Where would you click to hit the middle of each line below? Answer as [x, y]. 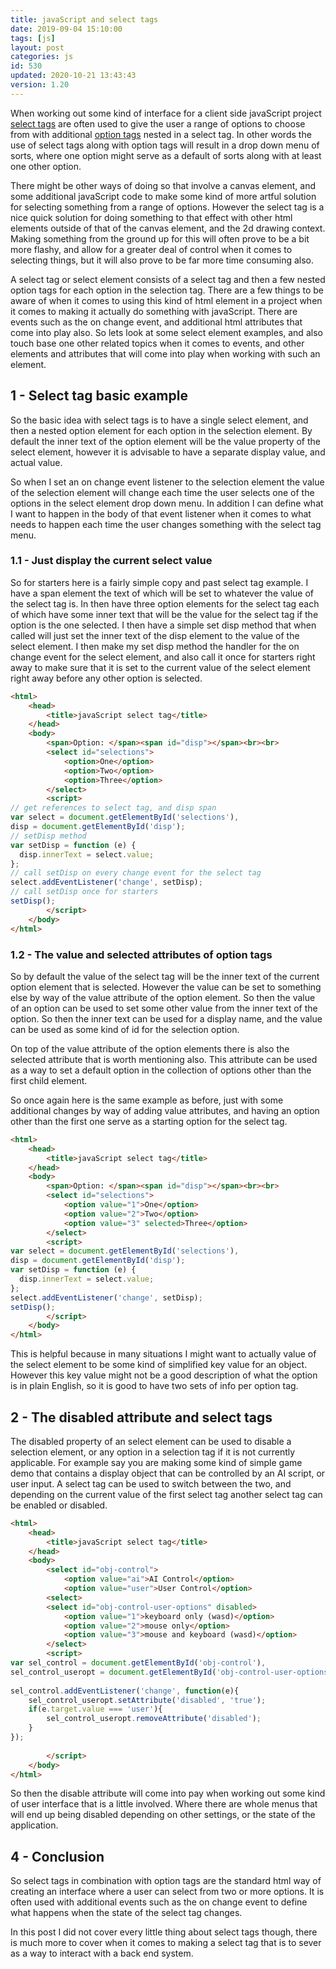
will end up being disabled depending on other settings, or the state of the [163, 1815]
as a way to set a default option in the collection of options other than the [161, 1070]
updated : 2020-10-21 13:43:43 [73, 76]
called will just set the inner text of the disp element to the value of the [155, 635]
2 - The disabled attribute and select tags [141, 1417]
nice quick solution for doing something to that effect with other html [151, 217]
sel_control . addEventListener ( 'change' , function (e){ [125, 1691]
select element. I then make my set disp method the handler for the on [155, 646]
